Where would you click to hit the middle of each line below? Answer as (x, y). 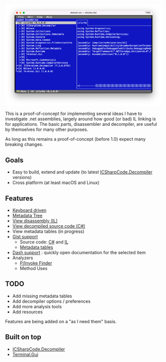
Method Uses (34, 268)
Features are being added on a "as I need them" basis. (61, 321)
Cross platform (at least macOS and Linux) (56, 182)
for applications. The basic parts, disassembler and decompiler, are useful (81, 124)
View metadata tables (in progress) (48, 231)
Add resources (28, 312)
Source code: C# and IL (44, 242)
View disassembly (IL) (35, 221)
